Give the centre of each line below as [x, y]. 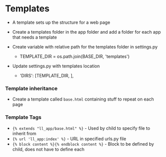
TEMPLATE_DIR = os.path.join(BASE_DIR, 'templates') [75, 56]
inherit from [24, 133]
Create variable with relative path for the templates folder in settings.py [85, 47]
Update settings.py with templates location [56, 66]
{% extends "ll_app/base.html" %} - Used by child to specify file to [81, 128]
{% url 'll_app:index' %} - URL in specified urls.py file [69, 139]
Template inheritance [31, 88]
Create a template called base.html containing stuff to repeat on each [83, 99]
